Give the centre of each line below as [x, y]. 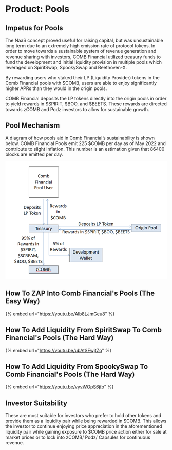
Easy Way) [23, 301]
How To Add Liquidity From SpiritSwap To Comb [83, 330]
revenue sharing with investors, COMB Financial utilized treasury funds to [83, 57]
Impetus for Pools [34, 28]
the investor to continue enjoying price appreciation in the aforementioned [84, 426]
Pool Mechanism [33, 126]
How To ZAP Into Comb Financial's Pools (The [80, 293]
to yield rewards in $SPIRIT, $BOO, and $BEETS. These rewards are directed [86, 104]
